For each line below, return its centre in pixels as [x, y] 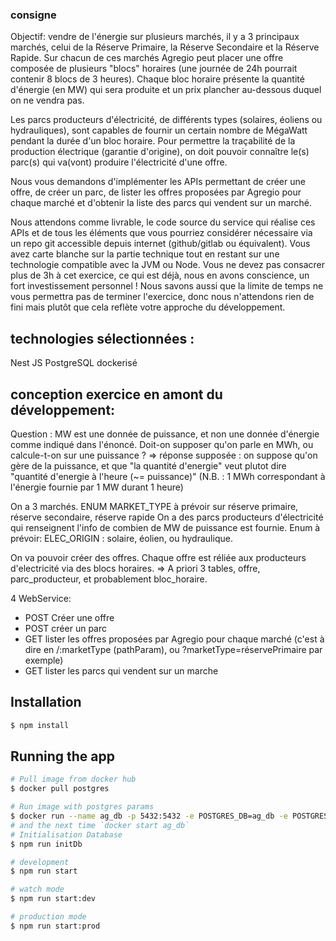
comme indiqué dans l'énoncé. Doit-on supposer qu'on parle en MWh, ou [162, 444]
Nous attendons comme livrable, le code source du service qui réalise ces [163, 222]
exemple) [44, 660]
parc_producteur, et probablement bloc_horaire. [109, 579]
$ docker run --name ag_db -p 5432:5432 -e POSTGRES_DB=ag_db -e [149, 816]
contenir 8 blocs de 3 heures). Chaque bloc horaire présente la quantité [157, 79]
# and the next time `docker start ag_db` [100, 825]
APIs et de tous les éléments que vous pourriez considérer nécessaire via [161, 233]
